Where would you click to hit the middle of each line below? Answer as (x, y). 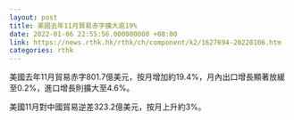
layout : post (34, 17)
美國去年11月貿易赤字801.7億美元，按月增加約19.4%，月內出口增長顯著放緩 (147, 77)
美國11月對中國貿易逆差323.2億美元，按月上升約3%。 (108, 107)
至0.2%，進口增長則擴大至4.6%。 (72, 88)
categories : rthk (42, 51)
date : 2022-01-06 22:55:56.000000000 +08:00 (93, 34)
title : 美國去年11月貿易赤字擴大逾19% (73, 26)
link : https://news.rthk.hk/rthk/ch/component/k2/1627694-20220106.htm (145, 42)
